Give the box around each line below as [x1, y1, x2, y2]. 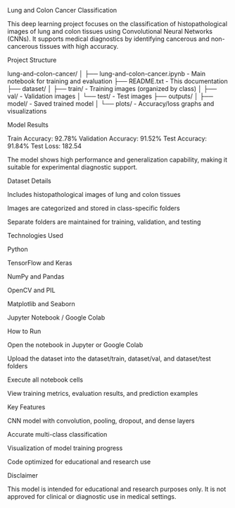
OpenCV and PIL [7, 286, 56, 294]
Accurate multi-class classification [7, 430, 108, 438]
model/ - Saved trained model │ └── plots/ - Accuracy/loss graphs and [7, 99, 215, 108]
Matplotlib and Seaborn [7, 300, 75, 308]
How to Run [7, 327, 42, 335]
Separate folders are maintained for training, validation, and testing [7, 218, 201, 226]
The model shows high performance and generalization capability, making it [7, 155, 227, 164]
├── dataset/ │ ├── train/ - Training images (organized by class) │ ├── [7, 85, 217, 92]
